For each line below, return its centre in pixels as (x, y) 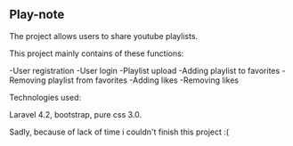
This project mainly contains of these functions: (97, 53)
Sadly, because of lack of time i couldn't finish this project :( (119, 132)
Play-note (37, 15)
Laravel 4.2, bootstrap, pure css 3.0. (76, 114)
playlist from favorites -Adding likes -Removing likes (143, 80)
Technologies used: (45, 97)
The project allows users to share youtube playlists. (104, 36)
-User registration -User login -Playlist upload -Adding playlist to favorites (145, 70)
